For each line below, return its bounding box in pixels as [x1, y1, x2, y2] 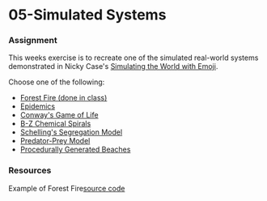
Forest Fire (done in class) [19, 93, 108, 103]
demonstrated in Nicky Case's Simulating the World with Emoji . [8, 62, 218, 71]
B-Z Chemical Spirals [19, 119, 91, 129]
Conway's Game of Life [19, 110, 99, 120]
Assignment [8, 35, 58, 46]
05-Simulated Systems [8, 6, 167, 24]
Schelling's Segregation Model [19, 127, 123, 137]
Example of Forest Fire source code [8, 183, 125, 193]
